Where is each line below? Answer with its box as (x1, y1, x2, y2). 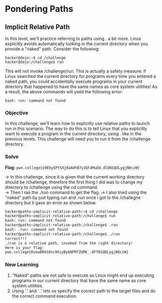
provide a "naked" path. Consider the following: (5, 46, 100, 52)
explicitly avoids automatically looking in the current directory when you (5, 41, 148, 47)
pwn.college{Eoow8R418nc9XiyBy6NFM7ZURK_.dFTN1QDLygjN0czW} (5, 250, 129, 255)
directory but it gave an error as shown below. (5, 199, 97, 205)
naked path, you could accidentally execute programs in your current (5, 79, 143, 84)
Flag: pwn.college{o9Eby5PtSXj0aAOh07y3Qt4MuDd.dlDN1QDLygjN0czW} (5, 164, 140, 170)
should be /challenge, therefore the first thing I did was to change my (5, 179, 143, 185)
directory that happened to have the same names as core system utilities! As (5, 84, 158, 89)
